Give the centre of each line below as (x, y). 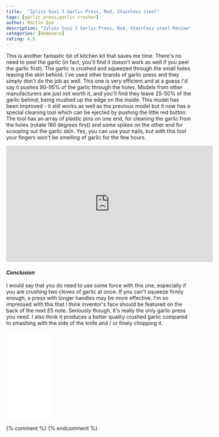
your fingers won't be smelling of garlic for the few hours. (76, 137)
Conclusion (21, 272)
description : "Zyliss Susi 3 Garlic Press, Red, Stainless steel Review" (99, 28)
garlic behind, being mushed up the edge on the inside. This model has (92, 100)
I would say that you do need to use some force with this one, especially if (96, 286)
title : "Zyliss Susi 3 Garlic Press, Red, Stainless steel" (83, 12)
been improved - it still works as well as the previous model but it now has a (98, 106)
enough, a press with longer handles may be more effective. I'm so (87, 298)
